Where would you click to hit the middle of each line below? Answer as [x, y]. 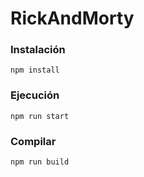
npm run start [40, 116]
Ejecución [35, 95]
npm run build [40, 162]
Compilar [33, 141]
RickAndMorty [72, 18]
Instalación [38, 50]
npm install [35, 70]
